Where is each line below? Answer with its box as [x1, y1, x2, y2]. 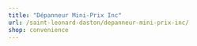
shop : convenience [8, 26, 69, 34]
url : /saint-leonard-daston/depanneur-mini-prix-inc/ [8, 19, 190, 27]
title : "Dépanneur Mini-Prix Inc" [8, 11, 123, 19]
